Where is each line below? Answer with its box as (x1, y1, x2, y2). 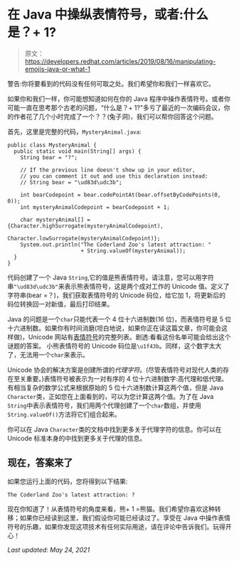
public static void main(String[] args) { (14, 147, 142, 155)
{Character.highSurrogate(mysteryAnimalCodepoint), (7, 222, 164, 230)
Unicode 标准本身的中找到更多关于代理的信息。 (7, 434, 147, 442)
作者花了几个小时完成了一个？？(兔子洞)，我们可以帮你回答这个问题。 (13, 112, 218, 121)
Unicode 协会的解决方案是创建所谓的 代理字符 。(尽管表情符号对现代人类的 (7, 365, 223, 374)
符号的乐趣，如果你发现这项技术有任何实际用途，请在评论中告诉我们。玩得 (7, 522, 225, 530)
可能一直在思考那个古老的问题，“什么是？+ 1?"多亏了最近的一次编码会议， (7, 103, 224, 112)
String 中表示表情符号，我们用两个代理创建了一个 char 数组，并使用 (7, 401, 201, 410)
